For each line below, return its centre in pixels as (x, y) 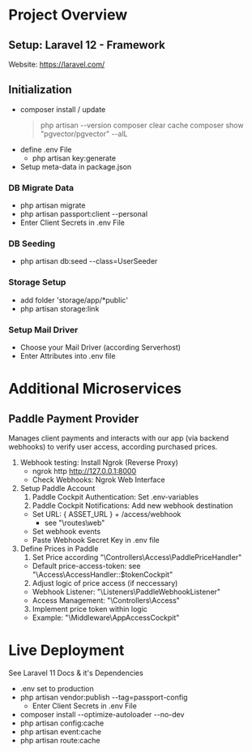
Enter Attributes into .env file (68, 356)
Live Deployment (66, 650)
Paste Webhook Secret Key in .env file (96, 540)
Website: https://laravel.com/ (57, 64)
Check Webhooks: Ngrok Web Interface (98, 480)
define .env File (46, 149)
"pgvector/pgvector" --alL (84, 133)
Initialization (41, 90)
